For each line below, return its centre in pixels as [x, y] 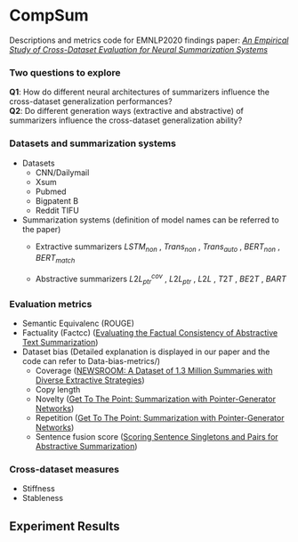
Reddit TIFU [57, 210]
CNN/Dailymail [62, 172]
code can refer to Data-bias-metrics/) [91, 360]
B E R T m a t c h [55, 259]
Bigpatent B [56, 200]
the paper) [41, 229]
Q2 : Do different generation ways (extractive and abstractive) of [127, 111]
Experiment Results [64, 526]
